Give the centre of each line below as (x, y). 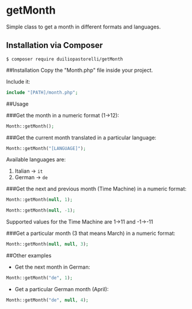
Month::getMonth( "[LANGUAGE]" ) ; (46, 148)
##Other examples (29, 255)
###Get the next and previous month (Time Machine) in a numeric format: (96, 189)
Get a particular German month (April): (62, 289)
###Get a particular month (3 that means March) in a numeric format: (91, 233)
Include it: (18, 81)
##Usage (17, 104)
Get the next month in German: (52, 267)
